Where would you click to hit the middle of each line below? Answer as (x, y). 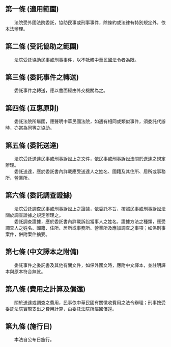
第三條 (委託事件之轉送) (42, 77)
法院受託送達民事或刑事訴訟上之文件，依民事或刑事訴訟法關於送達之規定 (90, 159)
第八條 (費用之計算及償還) (45, 289)
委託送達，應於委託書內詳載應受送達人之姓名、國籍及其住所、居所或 (85, 171)
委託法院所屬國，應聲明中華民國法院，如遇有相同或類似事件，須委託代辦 (90, 121)
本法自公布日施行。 (34, 340)
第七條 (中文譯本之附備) (42, 252)
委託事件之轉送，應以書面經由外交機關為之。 (61, 90)
